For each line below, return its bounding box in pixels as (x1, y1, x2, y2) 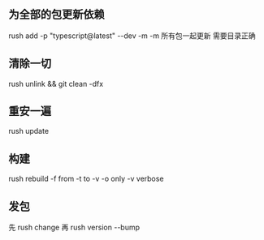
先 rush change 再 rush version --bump (8, 222, 141, 233)
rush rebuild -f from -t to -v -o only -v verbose (8, 174, 164, 184)
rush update (8, 126, 50, 136)
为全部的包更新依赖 (8, 7, 105, 22)
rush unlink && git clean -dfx (8, 79, 104, 88)
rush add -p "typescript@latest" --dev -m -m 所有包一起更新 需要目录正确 (8, 31, 256, 41)
